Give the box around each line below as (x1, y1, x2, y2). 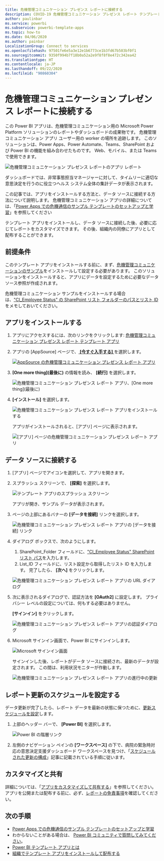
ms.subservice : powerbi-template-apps (5, 25, 84, 30)
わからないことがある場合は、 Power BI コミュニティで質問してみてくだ (12, 832, 156, 838)
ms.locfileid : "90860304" (5, 71, 58, 76)
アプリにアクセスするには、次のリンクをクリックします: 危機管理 (12, 332, 143, 338)
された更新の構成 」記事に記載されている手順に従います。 (12, 754, 127, 760)
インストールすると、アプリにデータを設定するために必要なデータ (26, 274, 159, 280)
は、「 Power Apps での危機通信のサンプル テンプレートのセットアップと (5, 203, 149, 209)
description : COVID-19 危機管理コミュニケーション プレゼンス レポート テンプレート (5, 12, 162, 17)
